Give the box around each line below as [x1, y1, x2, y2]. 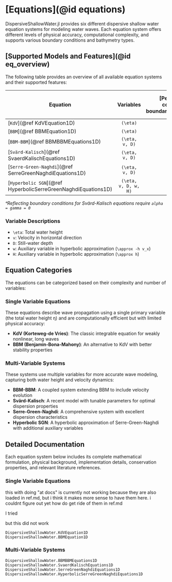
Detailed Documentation [5, 440, 85, 449]
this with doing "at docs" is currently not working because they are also [5, 489, 157, 495]
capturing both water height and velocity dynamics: [5, 377, 114, 383]
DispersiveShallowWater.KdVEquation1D [5, 530, 88, 535]
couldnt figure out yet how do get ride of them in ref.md [5, 500, 123, 506]
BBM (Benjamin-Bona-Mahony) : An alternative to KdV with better [12, 341, 152, 348]
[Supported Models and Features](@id [5, 52, 131, 61]
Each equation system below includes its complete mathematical [5, 454, 142, 460]
